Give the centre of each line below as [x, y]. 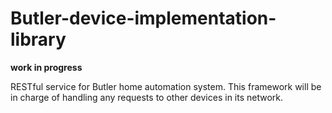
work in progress [46, 67]
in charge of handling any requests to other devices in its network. [147, 97]
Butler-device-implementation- [143, 18]
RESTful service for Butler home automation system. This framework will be [166, 86]
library [38, 39]
